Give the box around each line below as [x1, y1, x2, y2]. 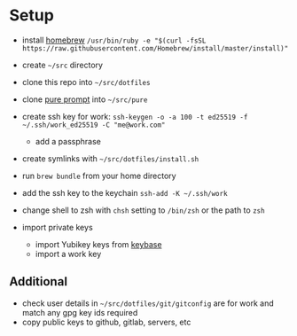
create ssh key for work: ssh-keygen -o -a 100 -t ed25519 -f [21, 111, 248, 121]
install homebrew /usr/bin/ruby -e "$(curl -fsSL [21, 35, 207, 45]
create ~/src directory [21, 59, 104, 70]
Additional [9, 274, 68, 289]
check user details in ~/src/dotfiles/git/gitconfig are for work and [21, 298, 275, 309]
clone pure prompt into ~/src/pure [21, 94, 148, 105]
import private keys [21, 222, 93, 232]
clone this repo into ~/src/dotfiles [21, 76, 151, 87]
